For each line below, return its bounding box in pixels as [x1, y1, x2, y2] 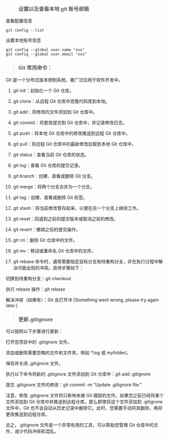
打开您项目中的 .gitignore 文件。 [6, 339, 72, 345]
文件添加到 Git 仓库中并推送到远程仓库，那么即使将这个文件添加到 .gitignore [6, 398, 163, 404]
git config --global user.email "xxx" [6, 52, 87, 57]
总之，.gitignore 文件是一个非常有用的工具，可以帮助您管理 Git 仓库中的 [6, 422, 154, 428]
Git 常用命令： [18, 64, 53, 71]
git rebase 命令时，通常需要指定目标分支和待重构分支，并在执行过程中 [13, 258, 159, 265]
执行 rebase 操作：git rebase [6, 286, 66, 292]
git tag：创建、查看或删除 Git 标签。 [13, 194, 88, 200]
